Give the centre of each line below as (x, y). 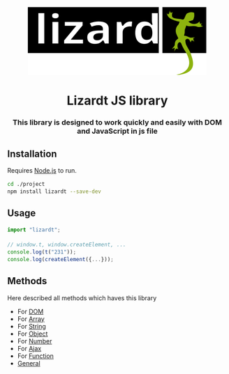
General (29, 363)
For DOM (30, 311)
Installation (32, 154)
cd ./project (26, 184)
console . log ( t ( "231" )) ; (42, 252)
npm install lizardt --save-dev (54, 192)
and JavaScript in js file (117, 131)
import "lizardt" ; (34, 230)
